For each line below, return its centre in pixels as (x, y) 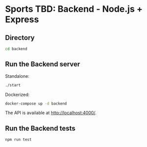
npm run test (18, 140)
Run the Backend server (43, 64)
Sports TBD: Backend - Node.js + (74, 9)
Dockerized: (17, 94)
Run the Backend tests (40, 128)
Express (22, 19)
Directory (20, 38)
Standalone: (17, 76)
